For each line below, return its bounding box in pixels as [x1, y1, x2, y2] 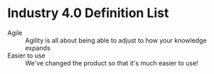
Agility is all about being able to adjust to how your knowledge [25, 36, 208, 44]
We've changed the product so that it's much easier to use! [25, 58, 199, 67]
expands [25, 43, 51, 52]
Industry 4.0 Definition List [7, 5, 169, 21]
